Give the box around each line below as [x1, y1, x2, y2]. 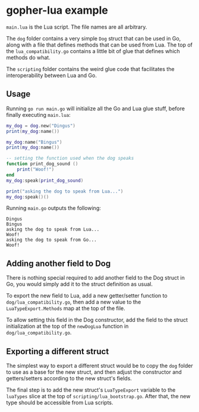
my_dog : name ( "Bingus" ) [6, 139, 62, 145]
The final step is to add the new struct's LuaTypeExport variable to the [6, 386, 176, 394]
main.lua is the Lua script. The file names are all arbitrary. [6, 23, 147, 30]
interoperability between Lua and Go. [6, 72, 97, 79]
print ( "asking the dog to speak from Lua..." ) [6, 188, 124, 194]
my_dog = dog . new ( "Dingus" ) [6, 123, 76, 129]
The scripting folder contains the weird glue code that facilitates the [6, 65, 175, 72]
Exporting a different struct [6, 346, 109, 357]
